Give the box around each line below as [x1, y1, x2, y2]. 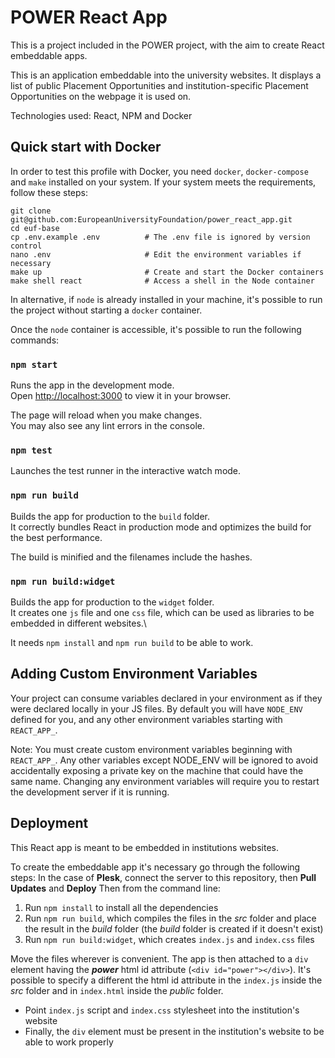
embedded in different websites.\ [10, 617, 147, 629]
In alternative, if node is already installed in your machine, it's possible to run [10, 293, 323, 305]
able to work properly [24, 1036, 114, 1048]
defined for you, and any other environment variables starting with [10, 713, 283, 725]
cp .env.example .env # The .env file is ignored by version [10, 232, 311, 242]
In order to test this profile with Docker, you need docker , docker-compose [10, 165, 309, 177]
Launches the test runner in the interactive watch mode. [10, 465, 242, 477]
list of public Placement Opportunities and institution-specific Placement [10, 79, 309, 91]
